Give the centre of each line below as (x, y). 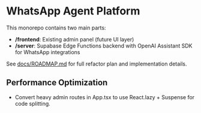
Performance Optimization (57, 83)
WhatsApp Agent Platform (73, 11)
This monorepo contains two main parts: (56, 28)
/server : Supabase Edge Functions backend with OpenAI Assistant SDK (103, 46)
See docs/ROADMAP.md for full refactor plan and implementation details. (97, 64)
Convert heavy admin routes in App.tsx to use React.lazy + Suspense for (105, 97)
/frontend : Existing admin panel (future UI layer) (74, 39)
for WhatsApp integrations (47, 52)
